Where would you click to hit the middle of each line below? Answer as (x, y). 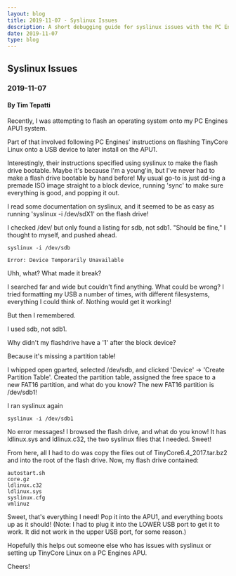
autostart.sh (26, 473)
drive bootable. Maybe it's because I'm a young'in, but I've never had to (111, 170)
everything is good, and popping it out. (64, 192)
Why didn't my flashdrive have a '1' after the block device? (92, 342)
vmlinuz (19, 504)
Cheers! (19, 566)
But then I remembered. (41, 315)
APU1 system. (27, 128)
